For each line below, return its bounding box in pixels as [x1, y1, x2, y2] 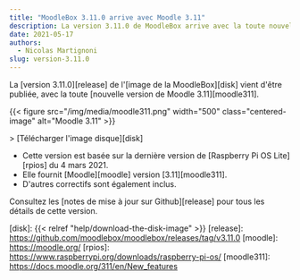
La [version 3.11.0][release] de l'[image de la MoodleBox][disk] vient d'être [9, 80, 283, 89]
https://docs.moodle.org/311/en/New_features [9, 261, 179, 271]
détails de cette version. [9, 206, 98, 216]
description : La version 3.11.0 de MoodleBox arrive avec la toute [9, 21, 266, 30]
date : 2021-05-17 [9, 30, 74, 38]
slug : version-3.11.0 [9, 55, 90, 64]
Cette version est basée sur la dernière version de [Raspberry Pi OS [21, 150, 272, 161]
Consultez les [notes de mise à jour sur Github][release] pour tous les [9, 196, 265, 207]
